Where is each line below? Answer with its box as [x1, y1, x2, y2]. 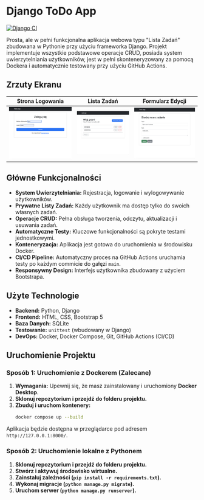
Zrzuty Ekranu [6, 80, 62, 90]
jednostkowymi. [15, 234, 55, 241]
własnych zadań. [15, 208, 58, 215]
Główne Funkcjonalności [6, 173, 101, 183]
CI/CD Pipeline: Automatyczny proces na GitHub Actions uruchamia [15, 254, 186, 261]
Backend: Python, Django [15, 307, 80, 314]
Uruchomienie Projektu [6, 350, 96, 361]
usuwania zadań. [15, 221, 58, 229]
